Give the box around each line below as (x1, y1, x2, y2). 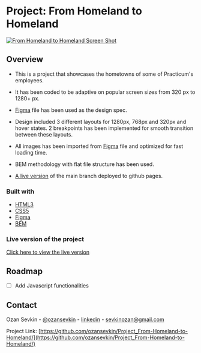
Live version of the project (6, 235, 85, 243)
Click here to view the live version (6, 248, 90, 256)
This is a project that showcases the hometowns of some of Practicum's (14, 70, 194, 78)
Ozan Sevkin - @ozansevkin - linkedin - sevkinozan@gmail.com (6, 316, 164, 323)
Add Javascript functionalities (14, 282, 89, 289)
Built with (6, 187, 35, 195)
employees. (14, 76, 44, 84)
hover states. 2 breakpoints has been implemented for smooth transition (14, 124, 194, 132)
